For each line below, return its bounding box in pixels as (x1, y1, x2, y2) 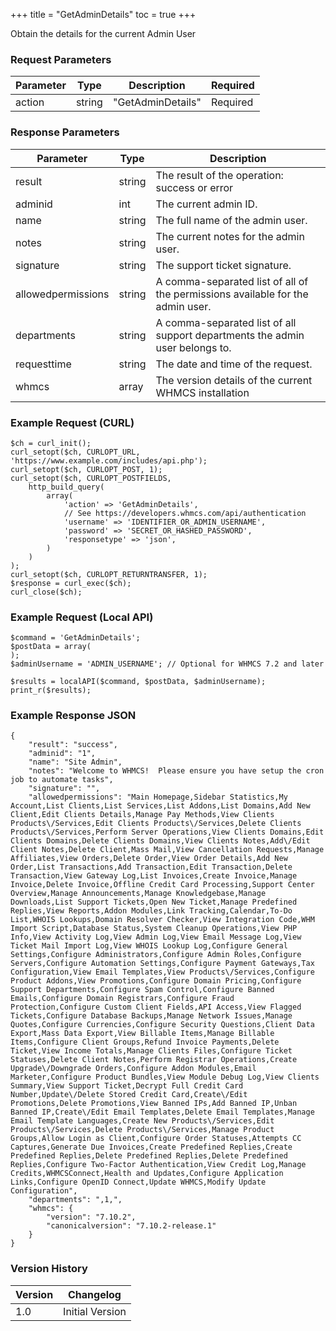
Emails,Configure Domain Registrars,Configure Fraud (10, 994, 235, 1004)
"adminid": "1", (28, 749, 97, 759)
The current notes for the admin (155, 229, 305, 243)
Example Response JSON (10, 709, 137, 723)
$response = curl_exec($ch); (10, 578, 132, 588)
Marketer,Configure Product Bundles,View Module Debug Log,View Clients (10, 1072, 320, 1083)
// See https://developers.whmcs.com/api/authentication (63, 508, 307, 518)
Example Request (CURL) (10, 415, 135, 429)
